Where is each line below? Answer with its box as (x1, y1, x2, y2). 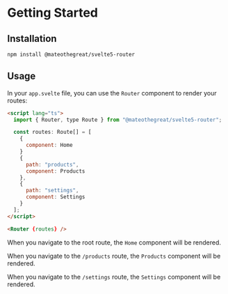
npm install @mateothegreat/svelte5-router (7, 51, 136, 58)
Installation (7, 33, 57, 45)
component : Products (25, 167, 85, 175)
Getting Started (7, 5, 99, 21)
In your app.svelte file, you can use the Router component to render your (7, 88, 217, 97)
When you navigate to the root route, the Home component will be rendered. (7, 238, 221, 247)
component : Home (25, 141, 73, 149)
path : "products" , (25, 161, 79, 168)
